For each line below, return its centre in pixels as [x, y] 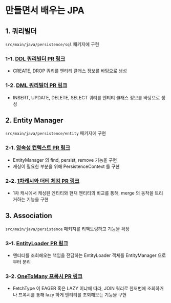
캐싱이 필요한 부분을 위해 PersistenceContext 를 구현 [66, 166]
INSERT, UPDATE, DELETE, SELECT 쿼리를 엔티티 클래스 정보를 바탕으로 [86, 97]
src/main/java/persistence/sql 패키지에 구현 [52, 44]
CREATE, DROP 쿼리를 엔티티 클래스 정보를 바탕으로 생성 [70, 71]
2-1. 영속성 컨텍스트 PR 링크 [38, 148]
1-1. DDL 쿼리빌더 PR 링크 [35, 58]
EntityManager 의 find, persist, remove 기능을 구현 [65, 160]
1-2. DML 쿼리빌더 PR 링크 [36, 85]
